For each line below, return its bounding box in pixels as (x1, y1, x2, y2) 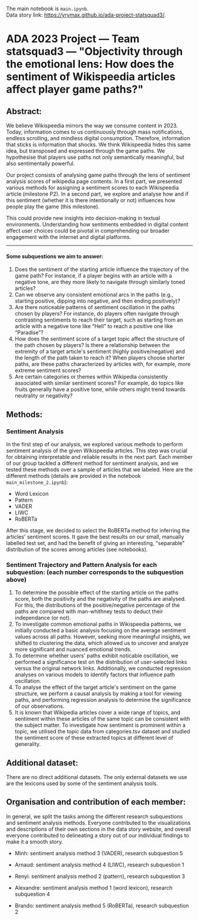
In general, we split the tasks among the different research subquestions (6, 812, 183, 820)
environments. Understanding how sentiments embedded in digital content (6, 221, 188, 228)
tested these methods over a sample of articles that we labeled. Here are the (6, 466, 193, 473)
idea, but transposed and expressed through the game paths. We (6, 147, 165, 154)
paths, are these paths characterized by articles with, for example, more (14, 361, 191, 368)
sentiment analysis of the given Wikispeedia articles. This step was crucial (6, 447, 188, 454)
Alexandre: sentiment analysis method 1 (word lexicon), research (14, 884, 173, 891)
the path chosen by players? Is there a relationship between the (14, 342, 170, 349)
